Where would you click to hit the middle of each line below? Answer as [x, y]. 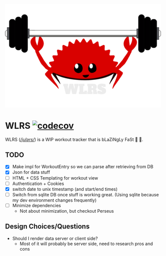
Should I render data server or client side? [55, 238]
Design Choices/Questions [47, 227]
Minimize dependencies [37, 205]
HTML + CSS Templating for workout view [55, 178]
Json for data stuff [31, 172]
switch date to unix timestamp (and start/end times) [65, 189]
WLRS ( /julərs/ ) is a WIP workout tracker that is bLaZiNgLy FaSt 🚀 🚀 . [74, 139]
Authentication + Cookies [38, 183]
